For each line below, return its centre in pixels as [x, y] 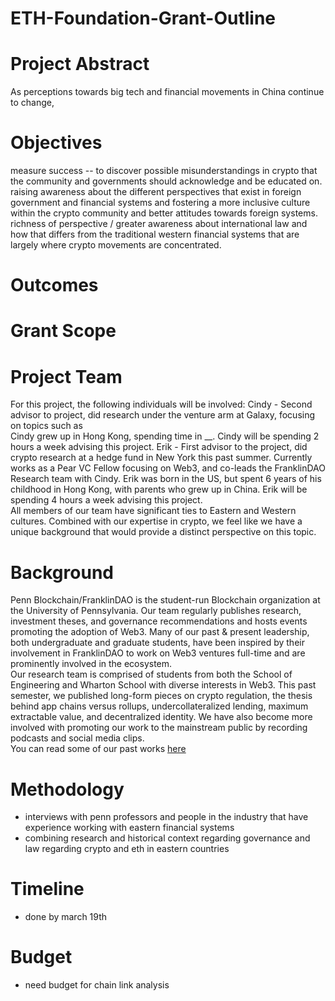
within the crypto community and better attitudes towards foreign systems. [164, 213]
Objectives [56, 143]
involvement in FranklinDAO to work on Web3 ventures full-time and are [158, 653]
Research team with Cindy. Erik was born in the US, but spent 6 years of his [166, 479]
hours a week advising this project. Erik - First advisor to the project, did [159, 447]
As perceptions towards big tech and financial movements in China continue [167, 92]
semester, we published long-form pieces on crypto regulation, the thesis [161, 696]
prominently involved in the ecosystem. [91, 664]
